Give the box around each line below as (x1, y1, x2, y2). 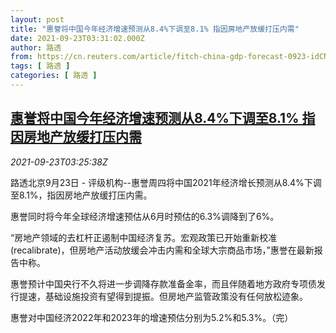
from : (10, 52, 33, 62)
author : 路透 (10, 42, 62, 53)
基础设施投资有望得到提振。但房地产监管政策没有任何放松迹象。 (44, 290, 308, 302)
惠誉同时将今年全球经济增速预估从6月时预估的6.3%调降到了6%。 (10, 210, 280, 222)
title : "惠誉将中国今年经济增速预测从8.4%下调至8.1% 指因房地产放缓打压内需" (10, 24, 300, 34)
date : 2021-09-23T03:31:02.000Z (10, 33, 145, 43)
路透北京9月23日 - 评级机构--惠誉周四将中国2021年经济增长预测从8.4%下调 (10, 176, 322, 188)
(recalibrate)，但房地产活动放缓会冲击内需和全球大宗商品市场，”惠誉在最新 (10, 244, 315, 256)
